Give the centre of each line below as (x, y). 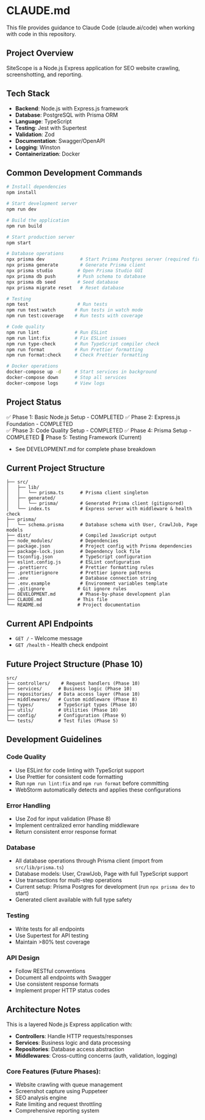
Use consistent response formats (57, 984)
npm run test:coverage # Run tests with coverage (75, 316)
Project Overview (40, 53)
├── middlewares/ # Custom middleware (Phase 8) (72, 699)
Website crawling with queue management (69, 1085)
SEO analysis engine (41, 1097)
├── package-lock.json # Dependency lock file (73, 552)
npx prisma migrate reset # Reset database (65, 287)
